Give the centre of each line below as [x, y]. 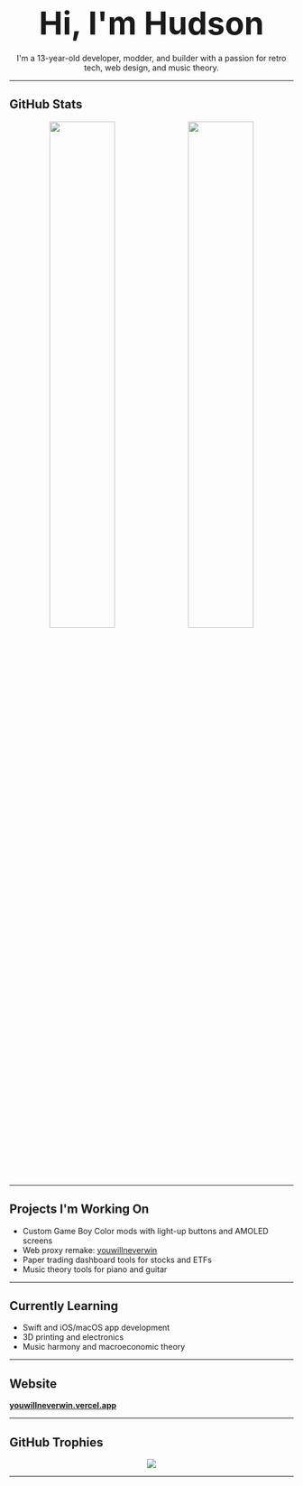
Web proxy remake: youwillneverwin [90, 1250]
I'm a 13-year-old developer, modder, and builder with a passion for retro [151, 58]
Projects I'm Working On [79, 1209]
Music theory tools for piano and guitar [95, 1269]
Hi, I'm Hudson [151, 23]
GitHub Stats [46, 104]
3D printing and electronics [73, 1337]
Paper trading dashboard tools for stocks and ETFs [117, 1260]
